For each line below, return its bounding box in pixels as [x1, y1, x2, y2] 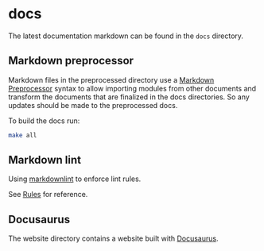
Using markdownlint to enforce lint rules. [8, 174, 142, 183]
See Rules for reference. [8, 190, 88, 199]
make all [8, 131, 37, 139]
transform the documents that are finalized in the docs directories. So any [8, 92, 250, 102]
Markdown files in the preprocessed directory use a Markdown [8, 75, 215, 84]
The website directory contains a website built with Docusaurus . [8, 234, 219, 243]
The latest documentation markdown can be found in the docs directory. [8, 31, 244, 41]
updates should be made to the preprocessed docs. [8, 100, 178, 110]
